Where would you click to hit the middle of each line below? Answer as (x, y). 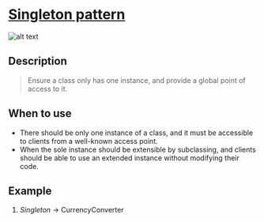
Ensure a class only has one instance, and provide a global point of (137, 80)
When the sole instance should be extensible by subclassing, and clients (138, 149)
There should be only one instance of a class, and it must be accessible (136, 133)
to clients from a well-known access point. (89, 141)
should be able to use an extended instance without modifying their (129, 158)
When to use (40, 113)
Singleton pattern (67, 15)
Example (30, 191)
